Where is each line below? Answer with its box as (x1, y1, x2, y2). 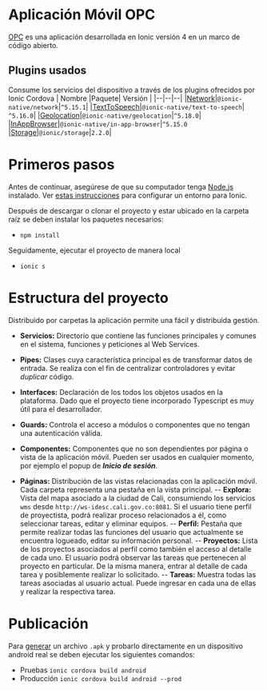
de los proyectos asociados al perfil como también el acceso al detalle (19, 544, 252, 553)
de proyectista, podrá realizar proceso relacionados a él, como (19, 510, 227, 520)
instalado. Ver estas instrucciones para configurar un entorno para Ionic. (8, 190, 248, 200)
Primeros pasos (8, 155, 115, 173)
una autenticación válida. (19, 428, 103, 437)
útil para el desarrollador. (19, 404, 102, 413)
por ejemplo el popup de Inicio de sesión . (19, 461, 158, 470)
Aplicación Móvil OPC (8, 6, 156, 24)
